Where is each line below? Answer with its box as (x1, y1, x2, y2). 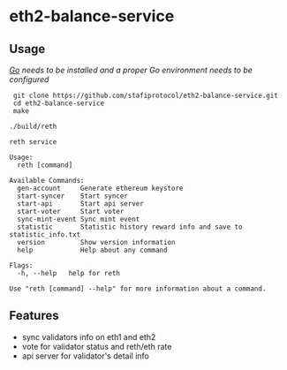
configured (9, 74, 49, 85)
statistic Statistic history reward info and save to (17, 223, 243, 231)
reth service (9, 138, 57, 147)
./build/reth (9, 122, 57, 131)
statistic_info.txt (9, 230, 81, 239)
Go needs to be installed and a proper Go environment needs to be (9, 64, 253, 75)
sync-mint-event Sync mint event (17, 215, 140, 223)
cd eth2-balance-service (12, 99, 104, 108)
